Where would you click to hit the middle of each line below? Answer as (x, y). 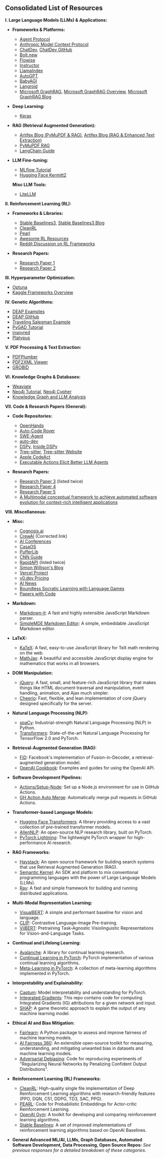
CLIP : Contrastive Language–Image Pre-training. (68, 923)
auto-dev (29, 441)
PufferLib (29, 552)
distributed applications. (44, 893)
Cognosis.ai (31, 531)
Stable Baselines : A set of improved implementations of (75, 1125)
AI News (28, 583)
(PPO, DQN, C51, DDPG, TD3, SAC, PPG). (61, 1098)
